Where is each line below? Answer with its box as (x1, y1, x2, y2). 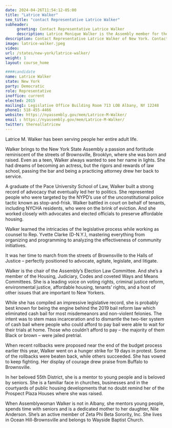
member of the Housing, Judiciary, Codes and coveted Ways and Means (5, 273, 159, 279)
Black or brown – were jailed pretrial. (5, 332, 82, 338)
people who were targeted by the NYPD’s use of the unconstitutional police (5, 194, 164, 200)
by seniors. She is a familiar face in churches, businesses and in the (5, 379, 148, 385)
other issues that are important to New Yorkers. (5, 289, 105, 295)
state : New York (5, 79, 40, 84)
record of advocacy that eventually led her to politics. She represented (5, 189, 155, 195)
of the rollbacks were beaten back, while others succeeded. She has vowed (5, 353, 165, 359)
